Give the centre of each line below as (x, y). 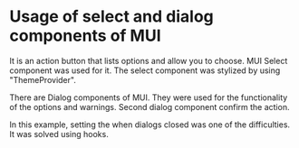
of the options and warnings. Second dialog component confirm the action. (149, 106)
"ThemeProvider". (43, 79)
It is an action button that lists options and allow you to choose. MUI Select (149, 60)
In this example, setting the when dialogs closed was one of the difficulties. (150, 125)
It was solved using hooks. (59, 134)
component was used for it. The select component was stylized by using (145, 70)
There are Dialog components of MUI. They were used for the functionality (149, 97)
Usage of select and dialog (112, 17)
